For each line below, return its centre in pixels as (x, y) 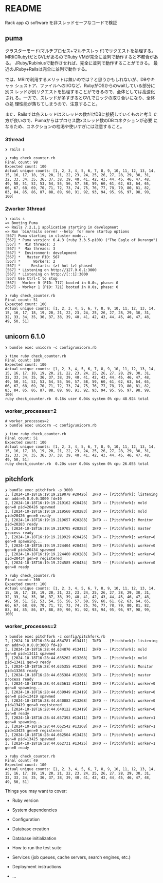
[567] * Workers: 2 (30, 262)
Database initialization (34, 838)
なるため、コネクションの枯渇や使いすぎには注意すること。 (65, 126)
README (23, 9)
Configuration (26, 819)
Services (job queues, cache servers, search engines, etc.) (71, 857)
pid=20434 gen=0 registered (34, 559)
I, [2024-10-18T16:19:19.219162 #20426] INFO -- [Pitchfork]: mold (76, 503)
